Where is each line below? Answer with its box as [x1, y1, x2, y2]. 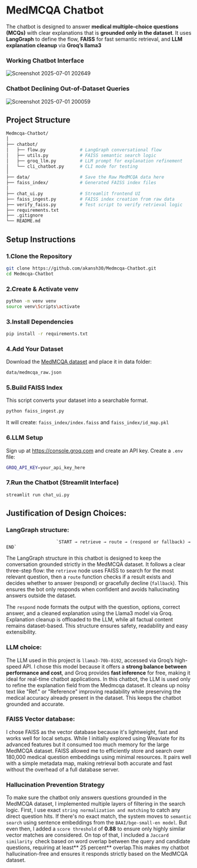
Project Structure [6, 115, 71, 125]
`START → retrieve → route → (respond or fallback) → [56, 539, 191, 545]
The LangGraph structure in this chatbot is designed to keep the [6, 554, 162, 562]
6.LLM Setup [6, 434, 44, 442]
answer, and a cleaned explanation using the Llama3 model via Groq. [6, 610, 173, 617]
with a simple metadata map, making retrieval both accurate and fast [6, 760, 172, 767]
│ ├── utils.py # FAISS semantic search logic [6, 152, 157, 158]
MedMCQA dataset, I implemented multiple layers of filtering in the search [6, 800, 186, 807]
